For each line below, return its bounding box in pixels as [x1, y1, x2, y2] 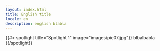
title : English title [5, 12, 51, 17]
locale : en [5, 16, 28, 21]
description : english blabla [5, 21, 67, 26]
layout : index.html [5, 7, 47, 12]
